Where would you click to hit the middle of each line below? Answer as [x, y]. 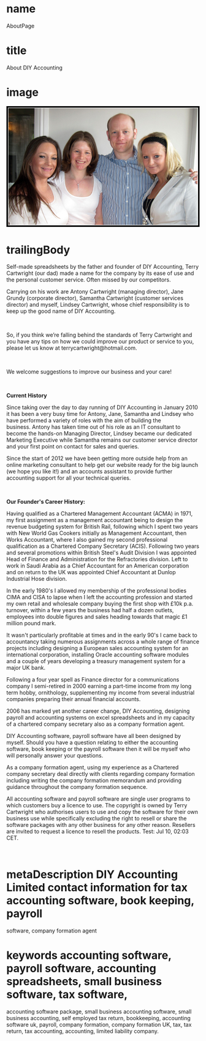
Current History [27, 396]
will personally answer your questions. [55, 756]
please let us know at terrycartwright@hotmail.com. [72, 348]
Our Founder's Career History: [46, 502]
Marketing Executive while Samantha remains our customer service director [102, 440]
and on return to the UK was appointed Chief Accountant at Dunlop [91, 572]
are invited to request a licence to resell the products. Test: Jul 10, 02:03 [97, 832]
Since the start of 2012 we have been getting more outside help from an [97, 458]
